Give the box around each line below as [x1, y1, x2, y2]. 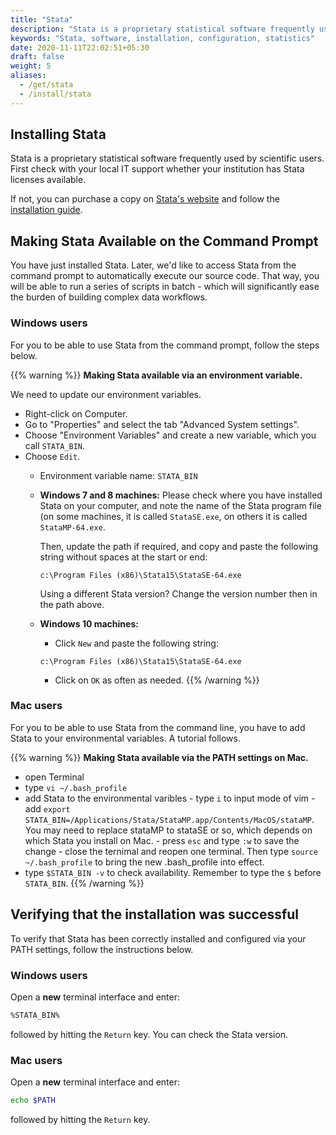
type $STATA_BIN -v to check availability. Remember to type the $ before [24, 866, 322, 878]
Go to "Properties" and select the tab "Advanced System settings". [24, 418, 300, 430]
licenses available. [10, 174, 87, 186]
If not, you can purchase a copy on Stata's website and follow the [10, 193, 280, 205]
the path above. [39, 598, 105, 610]
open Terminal [24, 771, 85, 783]
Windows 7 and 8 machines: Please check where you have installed [39, 489, 323, 501]
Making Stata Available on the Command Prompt [10, 232, 319, 250]
